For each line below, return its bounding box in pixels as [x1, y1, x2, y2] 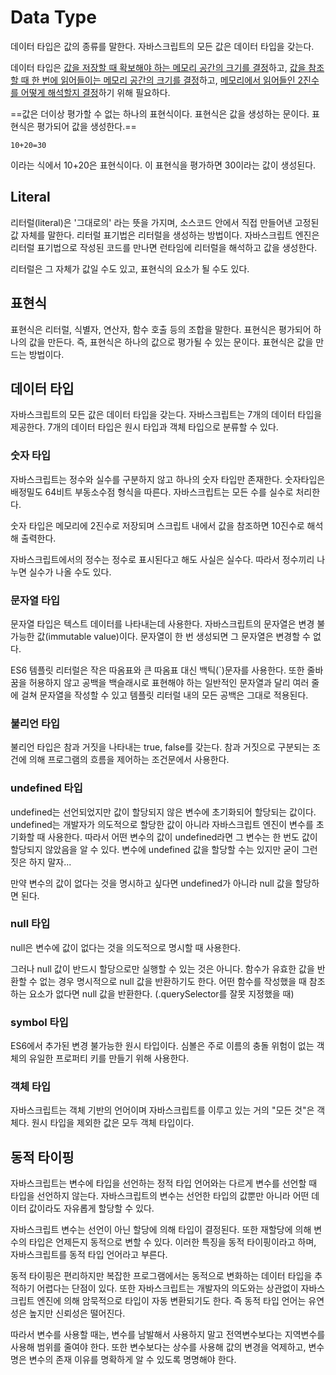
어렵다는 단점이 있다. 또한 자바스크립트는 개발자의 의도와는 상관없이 [36, 1282, 299, 1295]
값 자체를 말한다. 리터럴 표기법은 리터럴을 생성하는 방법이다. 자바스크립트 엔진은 [10, 229, 320, 241]
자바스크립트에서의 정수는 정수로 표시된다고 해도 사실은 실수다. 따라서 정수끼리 [10, 553, 315, 565]
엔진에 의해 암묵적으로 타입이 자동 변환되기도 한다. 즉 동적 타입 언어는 [36, 1295, 307, 1307]
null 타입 [10, 917, 51, 931]
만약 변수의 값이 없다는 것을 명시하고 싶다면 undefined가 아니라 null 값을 [10, 877, 293, 889]
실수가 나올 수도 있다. [28, 566, 112, 578]
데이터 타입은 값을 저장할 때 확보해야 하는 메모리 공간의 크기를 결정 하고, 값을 [10, 61, 307, 73]
